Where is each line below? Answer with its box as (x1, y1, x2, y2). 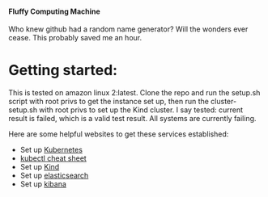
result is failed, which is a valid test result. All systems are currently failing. (8, 114, 257, 124)
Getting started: (8, 61, 118, 80)
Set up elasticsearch (19, 170, 89, 181)
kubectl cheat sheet (19, 153, 87, 163)
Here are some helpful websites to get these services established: (8, 129, 229, 139)
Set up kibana (19, 179, 67, 189)
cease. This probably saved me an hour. (8, 33, 143, 43)
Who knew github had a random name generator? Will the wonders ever (8, 24, 249, 34)
